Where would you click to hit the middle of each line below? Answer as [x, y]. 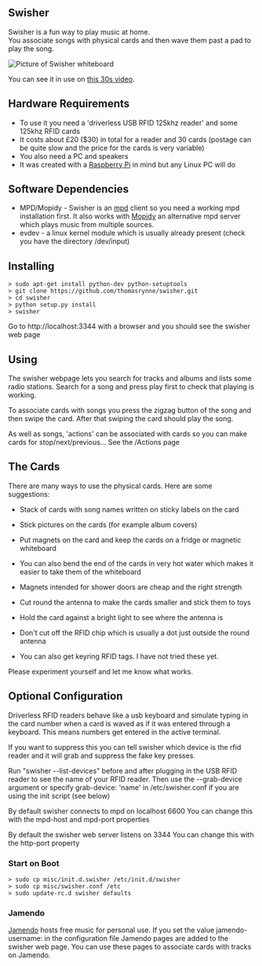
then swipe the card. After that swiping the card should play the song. [121, 419]
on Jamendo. [29, 955]
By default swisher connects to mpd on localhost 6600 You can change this [131, 811]
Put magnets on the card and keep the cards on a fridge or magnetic [130, 540]
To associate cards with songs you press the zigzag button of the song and [130, 410]
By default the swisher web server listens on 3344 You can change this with [131, 834]
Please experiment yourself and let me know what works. [101, 671]
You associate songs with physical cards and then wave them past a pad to [130, 40]
